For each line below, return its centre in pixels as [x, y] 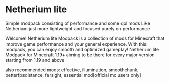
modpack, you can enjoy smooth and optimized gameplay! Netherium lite [82, 49]
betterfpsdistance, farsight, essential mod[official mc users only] [73, 75]
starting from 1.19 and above [35, 60]
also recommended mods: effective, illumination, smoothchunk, [72, 70]
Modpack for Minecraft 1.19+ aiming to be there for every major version [80, 55]
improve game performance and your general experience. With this [76, 44]
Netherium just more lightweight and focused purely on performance [78, 28]
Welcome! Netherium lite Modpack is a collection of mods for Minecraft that [85, 38]
